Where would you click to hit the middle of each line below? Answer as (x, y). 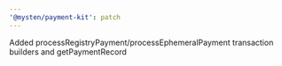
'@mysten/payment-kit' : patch (65, 17)
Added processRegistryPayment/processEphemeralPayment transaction (141, 42)
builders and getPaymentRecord (68, 51)
